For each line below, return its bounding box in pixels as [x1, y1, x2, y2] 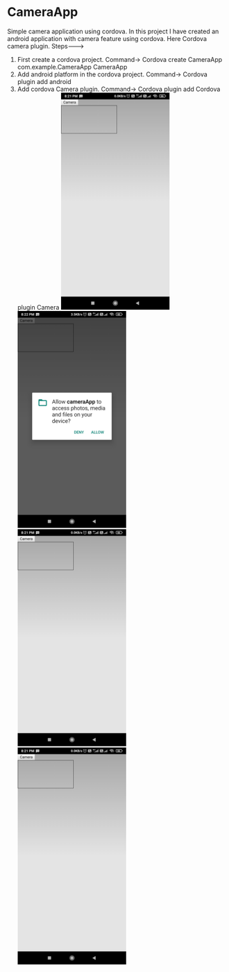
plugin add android [17, 77, 71, 85]
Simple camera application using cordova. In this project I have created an [7, 27, 219, 35]
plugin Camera [17, 303, 60, 311]
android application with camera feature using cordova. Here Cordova [7, 34, 207, 42]
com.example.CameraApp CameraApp [17, 62, 128, 71]
